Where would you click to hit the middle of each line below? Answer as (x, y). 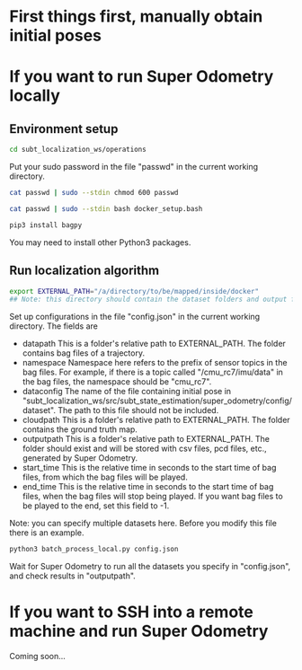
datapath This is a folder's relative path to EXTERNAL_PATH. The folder (154, 344)
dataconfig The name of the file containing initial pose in (127, 392)
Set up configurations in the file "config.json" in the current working (135, 317)
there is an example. (47, 533)
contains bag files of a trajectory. (84, 353)
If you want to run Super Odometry (142, 77)
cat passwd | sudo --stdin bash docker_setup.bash (106, 208)
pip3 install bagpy (46, 225)
